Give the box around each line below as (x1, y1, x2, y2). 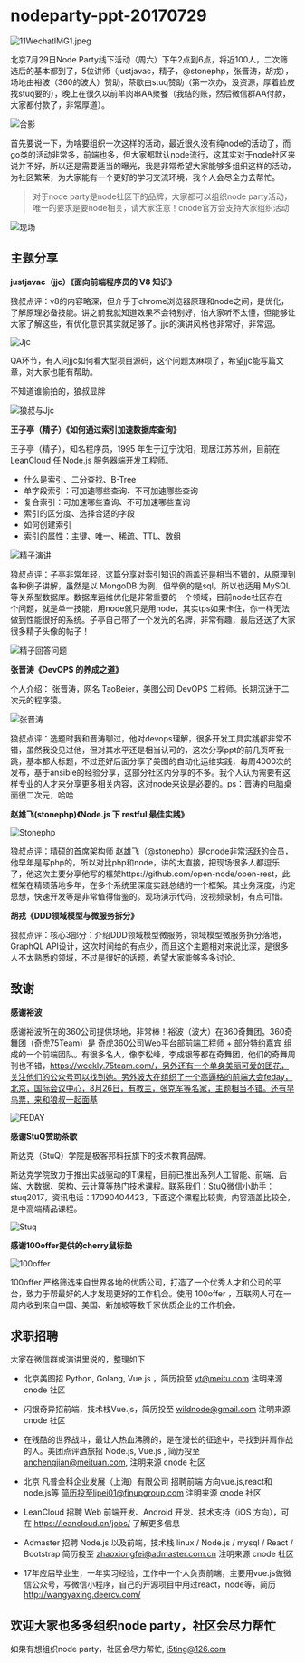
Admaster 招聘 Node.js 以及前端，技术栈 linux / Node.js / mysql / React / (23, 1537, 293, 1548)
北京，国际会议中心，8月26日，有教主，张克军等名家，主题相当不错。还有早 (10, 1083, 295, 1094)
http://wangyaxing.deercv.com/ (23, 1590, 141, 1601)
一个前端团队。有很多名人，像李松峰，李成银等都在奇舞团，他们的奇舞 (25, 1048, 288, 1059)
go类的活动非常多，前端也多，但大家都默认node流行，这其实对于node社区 (10, 148, 288, 159)
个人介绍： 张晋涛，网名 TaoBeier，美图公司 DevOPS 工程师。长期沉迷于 (10, 683, 281, 693)
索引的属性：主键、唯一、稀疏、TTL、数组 (23, 530, 182, 541)
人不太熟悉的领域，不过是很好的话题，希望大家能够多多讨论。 (10, 951, 241, 962)
